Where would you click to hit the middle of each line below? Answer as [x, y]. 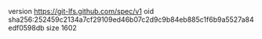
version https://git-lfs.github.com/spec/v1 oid [81, 11]
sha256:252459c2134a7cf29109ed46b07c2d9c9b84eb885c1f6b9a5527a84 [131, 19]
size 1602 [61, 28]
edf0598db [26, 28]
